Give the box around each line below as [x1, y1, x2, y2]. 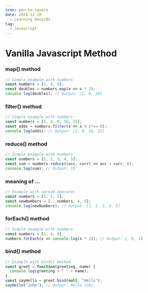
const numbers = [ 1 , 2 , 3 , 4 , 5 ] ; [5, 157, 78, 162]
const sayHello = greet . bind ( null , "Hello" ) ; [5, 278, 102, 283]
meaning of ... [5, 178, 40, 185]
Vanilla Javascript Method [5, 48, 117, 59]
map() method [5, 66, 41, 73]
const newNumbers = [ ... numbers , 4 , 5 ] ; [5, 198, 92, 204]
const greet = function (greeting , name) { [5, 264, 96, 269]
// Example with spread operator [5, 189, 76, 194]
